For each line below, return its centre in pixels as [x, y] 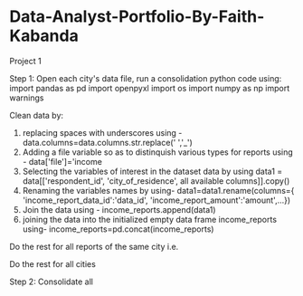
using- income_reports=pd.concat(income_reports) [118, 229]
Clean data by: [37, 115]
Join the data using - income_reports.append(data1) [119, 209]
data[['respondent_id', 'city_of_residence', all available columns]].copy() [156, 181]
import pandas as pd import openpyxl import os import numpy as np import [150, 88]
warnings [27, 98]
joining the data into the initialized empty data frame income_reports [150, 219]
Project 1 [26, 61]
